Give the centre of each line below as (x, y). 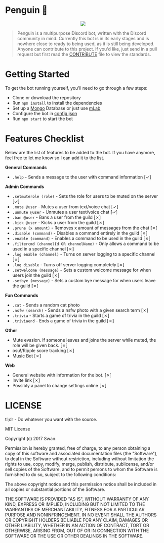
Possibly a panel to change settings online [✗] (59, 385)
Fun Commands (22, 295)
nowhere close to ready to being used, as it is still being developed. (86, 44)
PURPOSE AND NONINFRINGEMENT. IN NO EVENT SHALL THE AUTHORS (81, 515)
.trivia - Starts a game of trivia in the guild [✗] (61, 315)
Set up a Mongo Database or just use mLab (56, 108)
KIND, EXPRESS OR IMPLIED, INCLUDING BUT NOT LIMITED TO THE (75, 504)
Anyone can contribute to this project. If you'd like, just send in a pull (87, 49)
